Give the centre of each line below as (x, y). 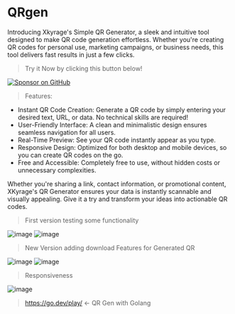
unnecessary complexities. (57, 170)
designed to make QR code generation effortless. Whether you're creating (116, 39)
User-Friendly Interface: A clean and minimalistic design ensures (112, 124)
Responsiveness (49, 275)
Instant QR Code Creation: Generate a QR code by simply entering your (121, 109)
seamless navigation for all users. (66, 132)
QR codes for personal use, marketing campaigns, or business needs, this (115, 47)
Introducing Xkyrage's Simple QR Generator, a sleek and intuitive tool (108, 32)
